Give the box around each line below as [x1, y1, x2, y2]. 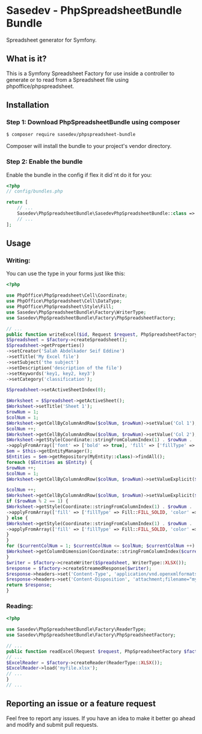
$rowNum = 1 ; [6, 409, 39, 415]
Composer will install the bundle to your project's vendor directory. [6, 143, 172, 150]
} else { [6, 515, 28, 521]
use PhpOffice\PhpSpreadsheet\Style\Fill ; [6, 304, 114, 310]
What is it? [6, 54, 47, 64]
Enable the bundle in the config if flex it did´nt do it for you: [6, 171, 152, 178]
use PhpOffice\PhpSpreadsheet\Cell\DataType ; [6, 298, 122, 304]
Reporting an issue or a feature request [6, 699, 156, 709]
